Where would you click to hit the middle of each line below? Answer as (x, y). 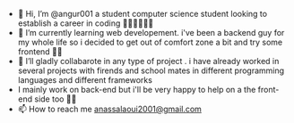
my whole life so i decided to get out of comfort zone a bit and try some (150, 42)
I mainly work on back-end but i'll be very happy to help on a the (137, 90)
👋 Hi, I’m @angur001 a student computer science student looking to (142, 14)
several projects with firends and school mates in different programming (151, 70)
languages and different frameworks (85, 80)
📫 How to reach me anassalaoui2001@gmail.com (109, 109)
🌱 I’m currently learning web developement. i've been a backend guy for (151, 33)
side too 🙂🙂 (56, 99)
